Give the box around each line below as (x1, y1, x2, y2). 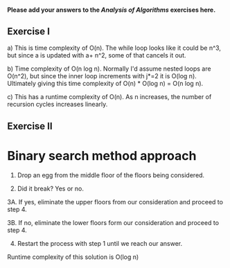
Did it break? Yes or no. (17, 184, 85, 193)
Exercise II (7, 120, 53, 132)
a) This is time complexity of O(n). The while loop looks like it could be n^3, (7, 44, 222, 52)
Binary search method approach (7, 148, 197, 163)
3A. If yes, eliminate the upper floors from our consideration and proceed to (7, 197, 224, 206)
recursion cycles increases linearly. (7, 100, 108, 109)
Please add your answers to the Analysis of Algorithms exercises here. (7, 6, 216, 14)
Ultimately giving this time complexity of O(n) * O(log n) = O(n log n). (7, 80, 204, 88)
